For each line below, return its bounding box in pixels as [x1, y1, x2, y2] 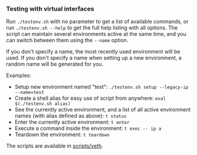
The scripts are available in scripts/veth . [6, 143, 103, 150]
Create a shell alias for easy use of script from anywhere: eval [14, 95, 166, 102]
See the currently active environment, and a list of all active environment [14, 106, 191, 113]
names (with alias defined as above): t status [14, 112, 127, 119]
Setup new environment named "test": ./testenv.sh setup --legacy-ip [14, 83, 189, 90]
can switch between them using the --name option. [6, 37, 129, 44]
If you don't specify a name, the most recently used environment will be [6, 48, 180, 55]
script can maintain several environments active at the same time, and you [6, 31, 187, 38]
